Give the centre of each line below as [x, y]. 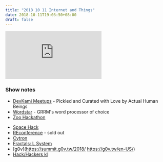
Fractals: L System [32, 143]
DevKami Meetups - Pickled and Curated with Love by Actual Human [85, 101]
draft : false [19, 19]
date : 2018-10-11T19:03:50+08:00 [41, 15]
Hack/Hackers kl [30, 154]
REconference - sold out [38, 132]
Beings [20, 106]
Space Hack [26, 127]
